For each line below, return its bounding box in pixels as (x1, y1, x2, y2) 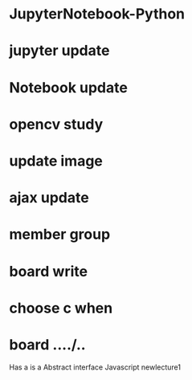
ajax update (9, 189, 89, 207)
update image (9, 152, 104, 170)
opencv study (9, 115, 104, 133)
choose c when (9, 299, 113, 317)
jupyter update (9, 42, 110, 60)
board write (9, 262, 88, 280)
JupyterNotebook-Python (9, 5, 186, 23)
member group (9, 226, 111, 243)
